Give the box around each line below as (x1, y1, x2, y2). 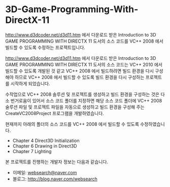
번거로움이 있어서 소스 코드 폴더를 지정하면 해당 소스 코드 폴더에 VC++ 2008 (10, 97, 162, 103)
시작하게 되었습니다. (10, 80, 50, 87)
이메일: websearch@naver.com (12, 169, 77, 175)
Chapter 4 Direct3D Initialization (12, 137, 80, 143)
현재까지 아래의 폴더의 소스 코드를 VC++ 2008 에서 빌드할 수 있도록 (5, 121, 140, 127)
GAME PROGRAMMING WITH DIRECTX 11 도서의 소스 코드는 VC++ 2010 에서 (5, 61, 163, 67)
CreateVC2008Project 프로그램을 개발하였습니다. (5, 110, 104, 116)
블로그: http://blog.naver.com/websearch (12, 176, 98, 182)
